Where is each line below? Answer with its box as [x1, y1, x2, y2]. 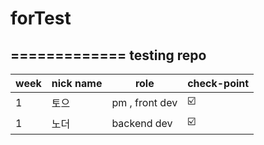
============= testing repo [10, 47, 207, 64]
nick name [51, 77, 103, 90]
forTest [10, 7, 72, 30]
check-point [187, 77, 250, 90]
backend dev [111, 116, 173, 130]
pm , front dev [111, 95, 178, 109]
